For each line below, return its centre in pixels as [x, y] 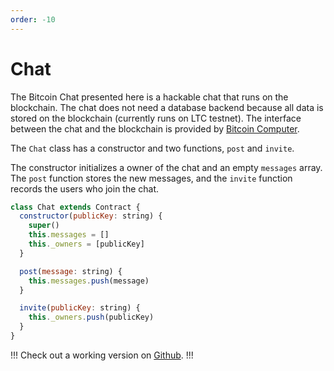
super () [44, 226]
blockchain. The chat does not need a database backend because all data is [167, 107]
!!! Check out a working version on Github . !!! [102, 355]
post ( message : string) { [71, 271]
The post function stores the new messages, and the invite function [151, 178]
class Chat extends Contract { [75, 207]
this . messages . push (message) [89, 281]
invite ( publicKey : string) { [80, 308]
